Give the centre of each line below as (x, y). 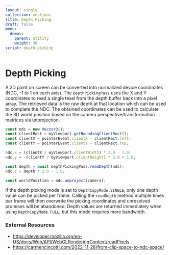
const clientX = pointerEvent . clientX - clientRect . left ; (68, 139)
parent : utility (32, 39)
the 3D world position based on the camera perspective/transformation (80, 114)
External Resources (30, 225)
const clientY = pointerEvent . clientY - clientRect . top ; (67, 143)
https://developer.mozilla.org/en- (47, 236)
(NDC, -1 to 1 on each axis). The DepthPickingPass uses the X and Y (76, 93)
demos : (17, 34)
